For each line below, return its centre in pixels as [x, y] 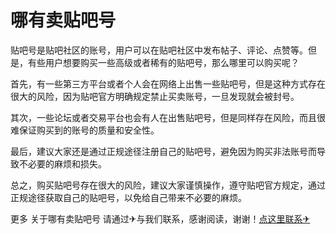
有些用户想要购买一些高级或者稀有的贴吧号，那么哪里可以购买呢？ [163, 62]
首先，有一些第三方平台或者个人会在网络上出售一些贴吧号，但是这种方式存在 [168, 83]
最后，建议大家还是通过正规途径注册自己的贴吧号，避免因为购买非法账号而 [163, 151]
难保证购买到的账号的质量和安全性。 [85, 130]
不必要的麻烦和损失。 [62, 163]
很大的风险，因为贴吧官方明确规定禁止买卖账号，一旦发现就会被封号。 [155, 96]
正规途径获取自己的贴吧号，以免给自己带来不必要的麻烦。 [128, 197]
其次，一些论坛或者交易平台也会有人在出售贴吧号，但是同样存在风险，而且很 [168, 117]
